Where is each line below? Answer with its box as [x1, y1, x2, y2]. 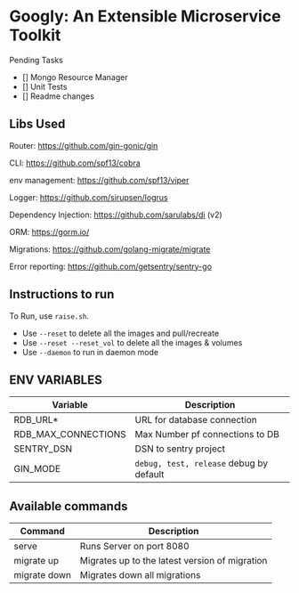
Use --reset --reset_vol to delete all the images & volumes [21, 337, 243, 348]
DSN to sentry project [134, 443, 225, 455]
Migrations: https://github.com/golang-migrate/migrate [9, 243, 211, 255]
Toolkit [9, 25, 61, 45]
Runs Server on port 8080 [79, 540, 190, 553]
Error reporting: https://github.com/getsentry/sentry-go [9, 261, 212, 272]
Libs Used [9, 117, 66, 132]
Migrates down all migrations [79, 569, 201, 581]
